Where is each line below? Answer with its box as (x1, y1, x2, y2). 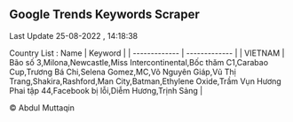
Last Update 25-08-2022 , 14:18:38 (9, 30, 139, 41)
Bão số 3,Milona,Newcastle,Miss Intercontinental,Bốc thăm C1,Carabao (9, 57, 269, 67)
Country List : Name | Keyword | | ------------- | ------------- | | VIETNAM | (9, 48, 285, 58)
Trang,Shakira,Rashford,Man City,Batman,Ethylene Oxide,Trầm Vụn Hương (9, 75, 281, 87)
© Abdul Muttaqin (9, 102, 75, 113)
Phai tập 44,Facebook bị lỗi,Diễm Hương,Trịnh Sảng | (9, 85, 203, 95)
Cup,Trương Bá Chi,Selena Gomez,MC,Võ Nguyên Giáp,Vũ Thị (9, 66, 237, 77)
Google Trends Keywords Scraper (9, 7, 200, 22)
